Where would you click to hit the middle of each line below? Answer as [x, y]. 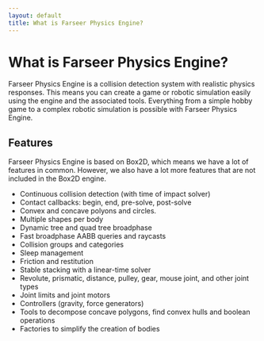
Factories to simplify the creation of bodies [90, 329]
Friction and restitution [56, 262]
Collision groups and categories [72, 245]
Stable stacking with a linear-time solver [85, 270]
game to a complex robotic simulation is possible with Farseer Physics [123, 109]
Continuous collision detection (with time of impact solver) [115, 194]
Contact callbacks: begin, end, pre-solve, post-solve [105, 202]
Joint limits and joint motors [65, 295]
